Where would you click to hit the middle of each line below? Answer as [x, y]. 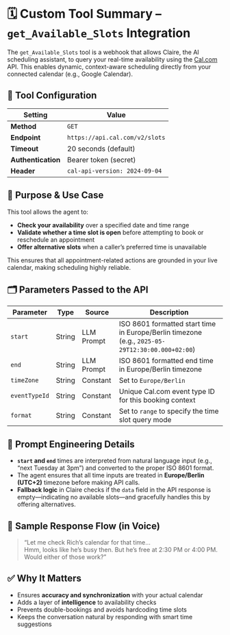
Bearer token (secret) [102, 160]
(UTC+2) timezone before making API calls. [78, 483]
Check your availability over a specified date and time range [103, 225]
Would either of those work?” [65, 557]
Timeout [25, 149]
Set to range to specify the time [169, 411]
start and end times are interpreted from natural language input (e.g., [114, 461]
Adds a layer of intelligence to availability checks [87, 602]
